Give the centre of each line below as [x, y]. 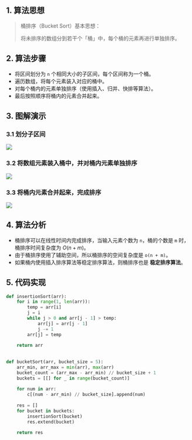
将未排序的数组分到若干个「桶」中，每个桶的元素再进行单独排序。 [100, 38]
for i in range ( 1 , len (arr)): [54, 302]
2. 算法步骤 [26, 58]
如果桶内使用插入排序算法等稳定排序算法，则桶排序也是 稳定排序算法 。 [100, 262]
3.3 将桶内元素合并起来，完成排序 [54, 192]
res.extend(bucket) [51, 422]
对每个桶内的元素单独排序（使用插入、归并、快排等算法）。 [85, 88]
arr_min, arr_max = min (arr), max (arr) [65, 367]
